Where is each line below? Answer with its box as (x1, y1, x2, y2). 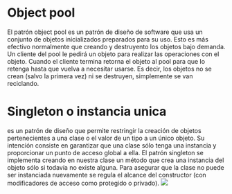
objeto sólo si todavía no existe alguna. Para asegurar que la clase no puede (7, 163, 224, 171)
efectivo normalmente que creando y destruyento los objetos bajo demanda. (7, 42, 226, 51)
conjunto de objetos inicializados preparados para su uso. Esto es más (7, 35, 209, 43)
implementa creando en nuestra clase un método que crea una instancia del (7, 156, 224, 164)
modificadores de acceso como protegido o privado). (7, 179, 159, 187)
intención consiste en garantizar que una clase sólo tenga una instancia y (7, 141, 217, 150)
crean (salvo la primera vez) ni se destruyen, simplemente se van (7, 71, 193, 80)
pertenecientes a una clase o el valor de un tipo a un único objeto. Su (7, 134, 205, 142)
